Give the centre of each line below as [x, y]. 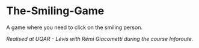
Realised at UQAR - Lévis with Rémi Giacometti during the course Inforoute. [100, 39]
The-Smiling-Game [55, 11]
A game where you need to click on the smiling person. [75, 27]
